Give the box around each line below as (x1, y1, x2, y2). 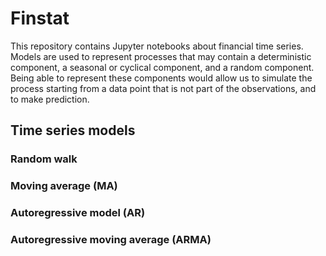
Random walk (10, 152, 78, 166)
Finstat (10, 7, 70, 30)
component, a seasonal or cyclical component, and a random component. (10, 61, 315, 73)
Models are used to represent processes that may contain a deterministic (10, 50, 312, 62)
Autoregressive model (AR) (10, 206, 146, 220)
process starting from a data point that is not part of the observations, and (10, 82, 317, 94)
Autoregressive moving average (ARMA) (10, 233, 212, 247)
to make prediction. (10, 93, 90, 105)
